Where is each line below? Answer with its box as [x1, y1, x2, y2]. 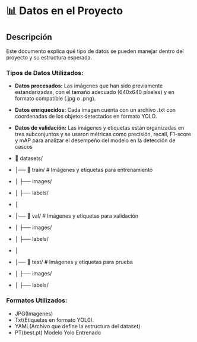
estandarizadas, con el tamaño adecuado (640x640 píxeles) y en [14, 89, 175, 96]
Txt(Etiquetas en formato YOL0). [14, 316, 94, 324]
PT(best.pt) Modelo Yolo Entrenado [14, 329, 101, 336]
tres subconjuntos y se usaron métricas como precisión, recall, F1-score [14, 131, 192, 138]
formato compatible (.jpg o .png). [14, 95, 96, 102]
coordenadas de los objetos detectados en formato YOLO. [14, 113, 157, 120]
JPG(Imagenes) [14, 310, 53, 317]
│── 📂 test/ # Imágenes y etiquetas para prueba [14, 259, 134, 266]
